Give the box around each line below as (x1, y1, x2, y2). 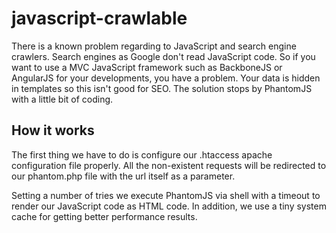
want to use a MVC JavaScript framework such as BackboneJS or (11, 61, 283, 73)
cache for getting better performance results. (11, 210, 198, 222)
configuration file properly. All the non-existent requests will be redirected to (11, 159, 327, 171)
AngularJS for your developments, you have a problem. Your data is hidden (11, 72, 321, 84)
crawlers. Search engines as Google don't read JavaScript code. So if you (11, 50, 316, 62)
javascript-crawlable (11, 7, 188, 30)
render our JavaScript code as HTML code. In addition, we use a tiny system (11, 200, 327, 212)
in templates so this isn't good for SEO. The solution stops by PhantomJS (11, 82, 313, 94)
